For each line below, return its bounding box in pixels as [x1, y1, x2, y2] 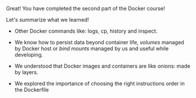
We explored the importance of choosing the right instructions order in [14, 80, 185, 87]
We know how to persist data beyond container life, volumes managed [14, 39, 184, 45]
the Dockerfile [14, 86, 49, 93]
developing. [14, 51, 43, 58]
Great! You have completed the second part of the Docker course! [6, 5, 166, 12]
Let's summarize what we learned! [6, 16, 90, 23]
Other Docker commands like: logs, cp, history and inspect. [14, 27, 158, 34]
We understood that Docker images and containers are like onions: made [14, 62, 191, 69]
